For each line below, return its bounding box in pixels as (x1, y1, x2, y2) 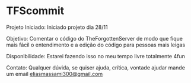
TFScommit (6, 4, 65, 18)
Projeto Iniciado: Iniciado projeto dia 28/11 (6, 24, 108, 31)
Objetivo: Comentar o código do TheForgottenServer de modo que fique (6, 35, 183, 42)
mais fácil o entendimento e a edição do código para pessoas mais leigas (6, 41, 186, 48)
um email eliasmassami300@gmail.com (6, 70, 103, 77)
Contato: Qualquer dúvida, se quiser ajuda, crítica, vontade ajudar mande (6, 64, 186, 71)
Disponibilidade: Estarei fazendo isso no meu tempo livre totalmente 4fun (6, 52, 185, 59)
